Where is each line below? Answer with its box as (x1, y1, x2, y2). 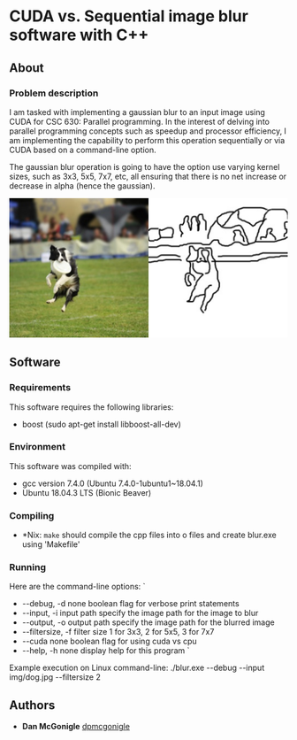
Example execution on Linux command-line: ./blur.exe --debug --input (9, 662, 265, 674)
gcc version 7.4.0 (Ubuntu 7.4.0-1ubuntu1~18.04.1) (21, 478, 203, 489)
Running (9, 561, 47, 574)
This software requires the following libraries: (9, 401, 174, 412)
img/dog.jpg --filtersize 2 (9, 672, 102, 682)
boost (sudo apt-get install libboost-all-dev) (21, 419, 181, 429)
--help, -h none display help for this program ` (21, 645, 190, 656)
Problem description (9, 87, 99, 99)
